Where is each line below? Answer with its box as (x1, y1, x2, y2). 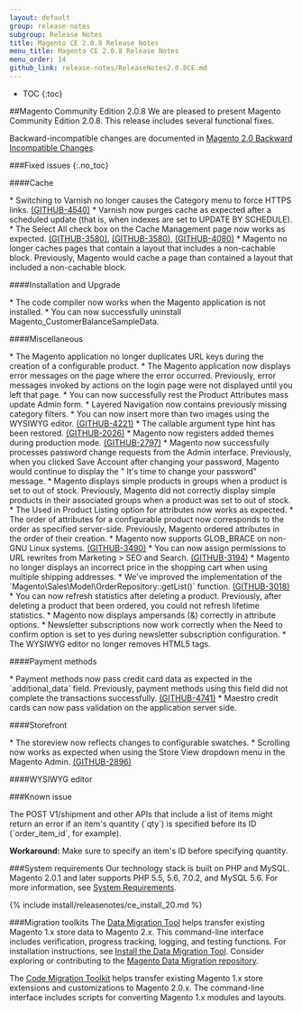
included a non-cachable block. (9, 262, 128, 272)
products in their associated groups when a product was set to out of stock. (9, 494, 291, 505)
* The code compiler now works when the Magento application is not (9, 297, 266, 308)
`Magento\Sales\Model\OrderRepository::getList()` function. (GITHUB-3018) (9, 581, 290, 592)
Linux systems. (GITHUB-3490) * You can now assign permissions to (29, 542, 287, 553)
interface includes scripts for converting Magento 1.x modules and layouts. (9, 991, 287, 1002)
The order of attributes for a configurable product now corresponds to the (9, 513, 284, 524)
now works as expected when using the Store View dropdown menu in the (9, 746, 286, 758)
